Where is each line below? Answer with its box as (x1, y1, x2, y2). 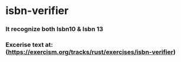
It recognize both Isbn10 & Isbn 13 (5, 25, 104, 33)
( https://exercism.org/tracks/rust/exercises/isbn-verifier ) (5, 48, 176, 56)
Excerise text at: (5, 41, 54, 49)
